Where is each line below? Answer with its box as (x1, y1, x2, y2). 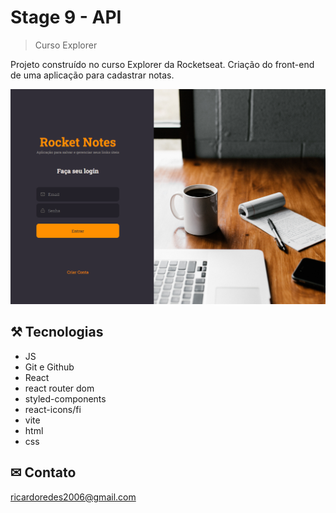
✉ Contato (10, 464, 77, 481)
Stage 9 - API (10, 6, 122, 29)
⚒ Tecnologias (10, 324, 104, 341)
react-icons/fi (24, 403, 82, 415)
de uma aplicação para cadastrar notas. (10, 69, 175, 81)
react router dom (24, 382, 95, 394)
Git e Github (24, 361, 75, 373)
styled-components (24, 392, 107, 405)
